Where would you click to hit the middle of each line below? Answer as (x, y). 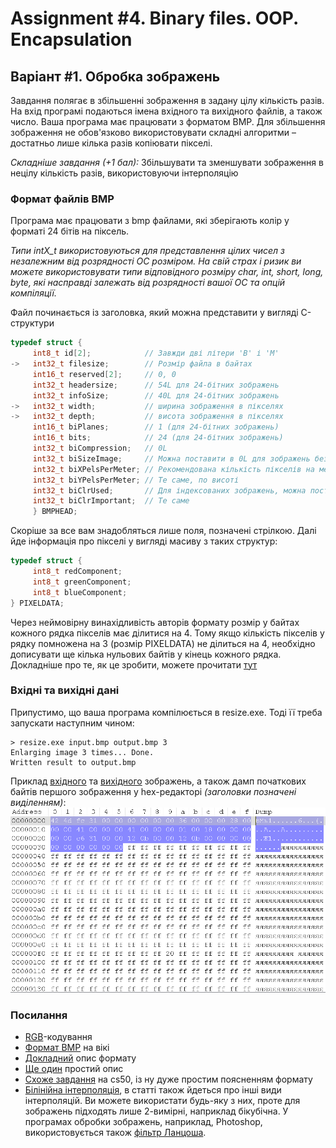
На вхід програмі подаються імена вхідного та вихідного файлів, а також (166, 111)
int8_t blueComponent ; (80, 592)
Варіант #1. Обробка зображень (115, 76)
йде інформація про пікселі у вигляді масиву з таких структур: (144, 541)
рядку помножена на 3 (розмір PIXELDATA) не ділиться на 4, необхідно (163, 643)
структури (32, 323)
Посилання (39, 1015)
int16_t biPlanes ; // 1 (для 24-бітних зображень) (156, 427)
